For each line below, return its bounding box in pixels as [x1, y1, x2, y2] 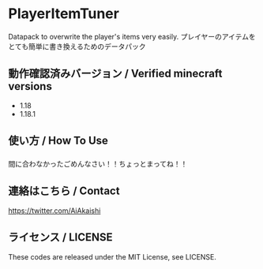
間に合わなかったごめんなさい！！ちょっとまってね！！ [8, 159, 188, 169]
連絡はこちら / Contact [8, 185, 120, 198]
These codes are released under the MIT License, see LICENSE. [8, 252, 217, 261]
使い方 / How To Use [8, 134, 109, 148]
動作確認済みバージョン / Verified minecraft [8, 67, 223, 80]
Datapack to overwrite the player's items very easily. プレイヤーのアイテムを [8, 32, 257, 41]
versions [8, 80, 53, 93]
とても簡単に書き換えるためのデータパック [8, 41, 146, 51]
